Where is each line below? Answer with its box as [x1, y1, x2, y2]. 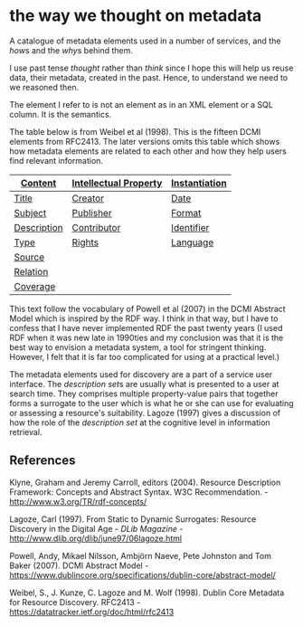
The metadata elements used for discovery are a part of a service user [9, 368, 273, 380]
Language [171, 236, 214, 249]
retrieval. [9, 426, 43, 437]
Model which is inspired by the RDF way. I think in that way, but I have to [9, 313, 279, 324]
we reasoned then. [9, 81, 80, 92]
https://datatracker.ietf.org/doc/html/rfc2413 [9, 606, 175, 617]
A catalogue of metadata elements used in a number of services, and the [9, 35, 281, 46]
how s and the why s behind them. [9, 44, 134, 55]
